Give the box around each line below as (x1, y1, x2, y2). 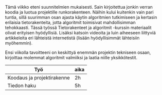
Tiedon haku (7, 82, 36, 89)
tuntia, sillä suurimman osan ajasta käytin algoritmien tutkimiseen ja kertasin (5, 15, 157, 20)
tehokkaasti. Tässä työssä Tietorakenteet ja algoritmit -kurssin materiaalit (5, 25, 152, 31)
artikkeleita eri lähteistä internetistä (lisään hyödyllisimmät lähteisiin (5, 35, 140, 41)
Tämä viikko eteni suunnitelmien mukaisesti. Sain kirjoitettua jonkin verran (5, 4, 153, 10)
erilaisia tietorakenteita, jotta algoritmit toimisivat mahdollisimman (5, 19, 136, 25)
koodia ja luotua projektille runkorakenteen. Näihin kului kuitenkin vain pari (5, 9, 154, 15)
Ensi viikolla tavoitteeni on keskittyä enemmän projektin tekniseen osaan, (5, 49, 151, 55)
